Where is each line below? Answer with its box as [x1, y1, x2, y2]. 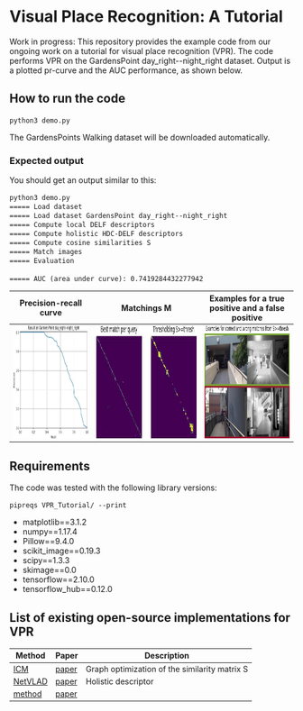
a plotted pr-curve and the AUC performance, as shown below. [9, 65, 243, 76]
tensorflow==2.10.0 [22, 574, 95, 585]
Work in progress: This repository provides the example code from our [9, 36, 271, 47]
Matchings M [121, 302, 172, 313]
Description [143, 651, 189, 661]
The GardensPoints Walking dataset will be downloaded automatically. [9, 132, 271, 142]
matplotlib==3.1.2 [22, 516, 87, 528]
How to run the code [9, 91, 126, 106]
